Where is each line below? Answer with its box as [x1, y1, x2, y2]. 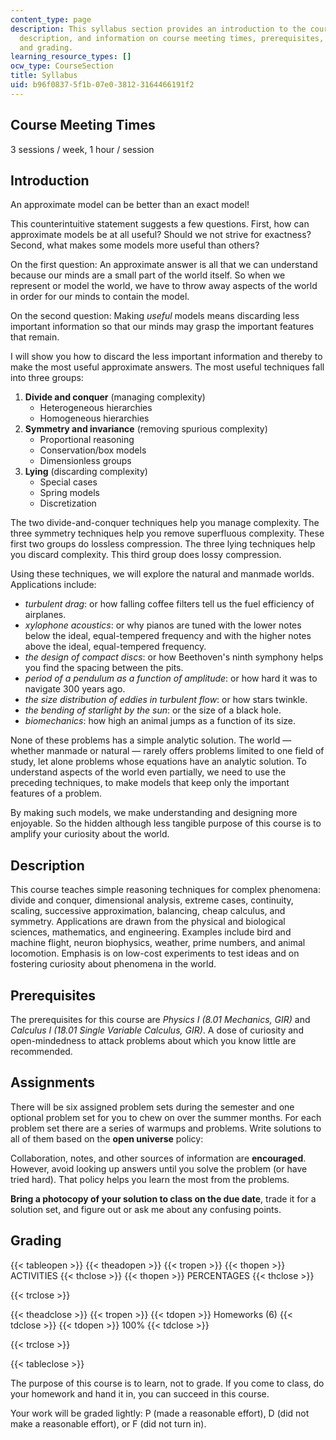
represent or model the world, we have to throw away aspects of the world [10, 280, 318, 292]
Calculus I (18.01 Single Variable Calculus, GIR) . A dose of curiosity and [10, 1024, 304, 1036]
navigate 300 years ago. [24, 683, 126, 695]
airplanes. [24, 609, 67, 621]
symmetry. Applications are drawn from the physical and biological [10, 916, 286, 928]
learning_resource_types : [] [10, 52, 132, 62]
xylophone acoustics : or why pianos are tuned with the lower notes [24, 619, 302, 631]
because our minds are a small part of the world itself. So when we [10, 269, 286, 281]
